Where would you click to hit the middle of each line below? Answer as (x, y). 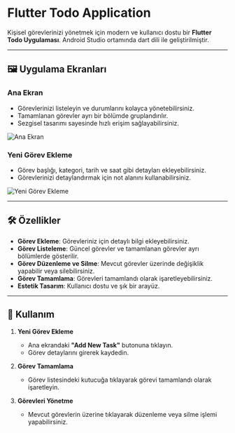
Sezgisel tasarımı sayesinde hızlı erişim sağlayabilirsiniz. (98, 123)
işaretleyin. (43, 387)
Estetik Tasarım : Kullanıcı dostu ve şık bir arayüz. (88, 286)
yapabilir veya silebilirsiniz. (56, 271)
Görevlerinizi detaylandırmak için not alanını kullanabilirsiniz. (104, 178)
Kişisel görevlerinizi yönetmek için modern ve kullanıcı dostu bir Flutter (109, 32)
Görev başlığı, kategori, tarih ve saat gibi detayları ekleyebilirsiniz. (112, 170)
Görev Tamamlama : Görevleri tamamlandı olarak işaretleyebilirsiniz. (115, 278)
